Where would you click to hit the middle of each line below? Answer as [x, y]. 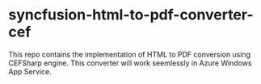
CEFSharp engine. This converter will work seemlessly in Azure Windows [130, 63]
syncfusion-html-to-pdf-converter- [131, 15]
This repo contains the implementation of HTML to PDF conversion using [130, 54]
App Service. [30, 71]
